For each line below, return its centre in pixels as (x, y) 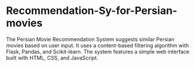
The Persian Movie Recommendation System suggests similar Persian (90, 39)
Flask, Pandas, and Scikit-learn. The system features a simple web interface (98, 51)
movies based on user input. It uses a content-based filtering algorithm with (97, 45)
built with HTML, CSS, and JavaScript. (52, 58)
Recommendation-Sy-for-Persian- (92, 11)
